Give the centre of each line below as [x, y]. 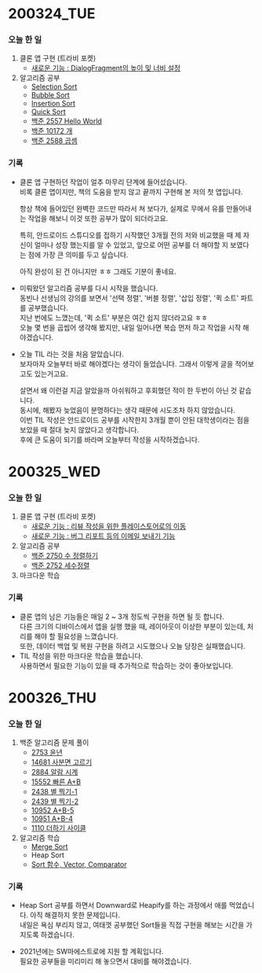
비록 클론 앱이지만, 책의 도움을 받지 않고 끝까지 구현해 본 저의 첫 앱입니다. [131, 192]
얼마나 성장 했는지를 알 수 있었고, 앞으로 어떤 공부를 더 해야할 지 [131, 245]
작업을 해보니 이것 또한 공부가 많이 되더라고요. [98, 218]
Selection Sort [54, 87]
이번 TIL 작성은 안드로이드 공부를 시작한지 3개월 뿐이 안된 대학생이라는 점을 [134, 420]
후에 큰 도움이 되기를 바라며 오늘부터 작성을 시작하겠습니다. [109, 439]
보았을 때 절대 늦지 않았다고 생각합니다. [79, 429]
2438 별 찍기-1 [54, 792]
